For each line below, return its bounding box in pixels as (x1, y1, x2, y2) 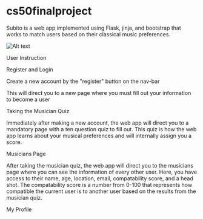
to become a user (6, 96, 50, 103)
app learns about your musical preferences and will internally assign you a (6, 132, 192, 139)
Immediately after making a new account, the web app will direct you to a (6, 119, 189, 126)
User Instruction (6, 54, 47, 61)
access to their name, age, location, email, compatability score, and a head (6, 174, 194, 182)
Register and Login (6, 65, 53, 73)
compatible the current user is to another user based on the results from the (6, 188, 196, 195)
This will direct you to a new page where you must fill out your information (6, 89, 191, 96)
